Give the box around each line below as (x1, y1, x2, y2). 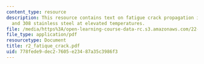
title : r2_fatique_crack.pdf (6, 43, 80, 49)
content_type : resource (6, 9, 67, 15)
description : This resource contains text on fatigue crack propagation (6, 15, 194, 21)
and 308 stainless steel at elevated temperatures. (12, 20, 146, 26)
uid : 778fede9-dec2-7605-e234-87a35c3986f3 (6, 49, 118, 55)
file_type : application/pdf (6, 32, 78, 38)
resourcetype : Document (6, 37, 67, 43)
